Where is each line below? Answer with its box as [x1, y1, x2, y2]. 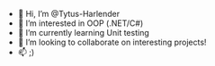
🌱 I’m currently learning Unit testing [17, 28, 150, 37]
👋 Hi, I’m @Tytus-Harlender [17, 9, 121, 19]
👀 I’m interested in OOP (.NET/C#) [17, 18, 144, 29]
